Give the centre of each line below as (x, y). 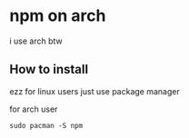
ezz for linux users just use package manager (94, 91)
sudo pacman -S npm (46, 125)
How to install (49, 69)
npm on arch (58, 16)
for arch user (34, 109)
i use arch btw (36, 41)
